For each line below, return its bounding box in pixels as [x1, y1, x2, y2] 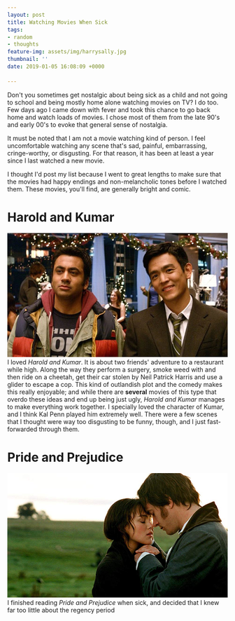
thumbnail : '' [7, 56, 49, 63]
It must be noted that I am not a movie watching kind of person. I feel [7, 134, 206, 142]
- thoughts [7, 41, 39, 48]
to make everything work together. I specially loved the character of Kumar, [7, 402, 225, 411]
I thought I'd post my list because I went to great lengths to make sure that [7, 170, 222, 178]
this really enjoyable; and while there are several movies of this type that [7, 388, 217, 396]
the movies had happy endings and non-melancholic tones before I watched [7, 177, 227, 186]
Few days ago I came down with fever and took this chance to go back [7, 105, 211, 114]
